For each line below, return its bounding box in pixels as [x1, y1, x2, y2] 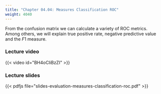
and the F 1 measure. [5, 36, 47, 42]
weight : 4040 [5, 12, 32, 17]
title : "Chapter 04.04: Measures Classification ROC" [5, 7, 119, 12]
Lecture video [5, 48, 40, 55]
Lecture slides [5, 72, 40, 79]
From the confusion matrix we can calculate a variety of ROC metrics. [5, 25, 148, 31]
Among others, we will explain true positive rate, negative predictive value [5, 31, 157, 37]
